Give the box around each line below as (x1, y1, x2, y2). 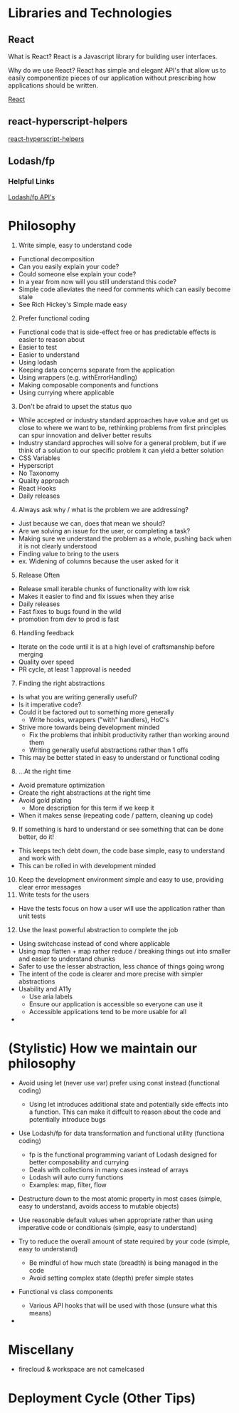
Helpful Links (8, 177, 55, 187)
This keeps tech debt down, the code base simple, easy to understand (18, 846, 225, 855)
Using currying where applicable (18, 388, 115, 397)
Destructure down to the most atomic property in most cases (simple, (18, 1194, 223, 1203)
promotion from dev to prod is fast (18, 615, 119, 624)
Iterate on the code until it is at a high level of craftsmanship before (18, 642, 216, 651)
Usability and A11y (18, 985, 72, 994)
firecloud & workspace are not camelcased (18, 1365, 145, 1374)
